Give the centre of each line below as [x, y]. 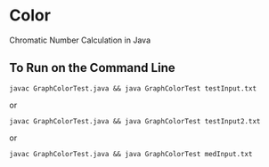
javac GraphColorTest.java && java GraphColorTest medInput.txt [131, 154]
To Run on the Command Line [92, 68]
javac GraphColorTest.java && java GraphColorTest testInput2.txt [135, 121]
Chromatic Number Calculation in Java [80, 40]
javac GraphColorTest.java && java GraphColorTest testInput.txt [133, 88]
